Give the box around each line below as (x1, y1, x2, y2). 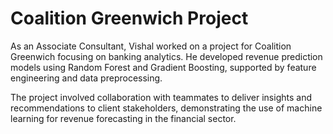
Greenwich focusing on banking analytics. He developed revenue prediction (10, 50, 323, 62)
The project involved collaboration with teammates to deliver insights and (10, 91, 312, 103)
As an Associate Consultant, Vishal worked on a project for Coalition (10, 40, 292, 52)
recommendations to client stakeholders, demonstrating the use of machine (10, 102, 323, 114)
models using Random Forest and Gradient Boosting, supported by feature (10, 61, 317, 73)
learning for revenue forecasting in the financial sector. (10, 112, 237, 124)
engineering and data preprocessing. (10, 72, 163, 84)
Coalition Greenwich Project (10, 7, 249, 30)
